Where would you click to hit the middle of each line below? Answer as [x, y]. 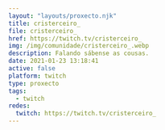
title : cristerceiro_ [45, 23]
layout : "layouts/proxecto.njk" [62, 16]
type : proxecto [34, 83]
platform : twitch [37, 76]
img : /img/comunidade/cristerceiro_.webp [79, 46]
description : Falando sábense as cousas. [79, 53]
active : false [32, 69]
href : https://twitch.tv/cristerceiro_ [75, 38]
